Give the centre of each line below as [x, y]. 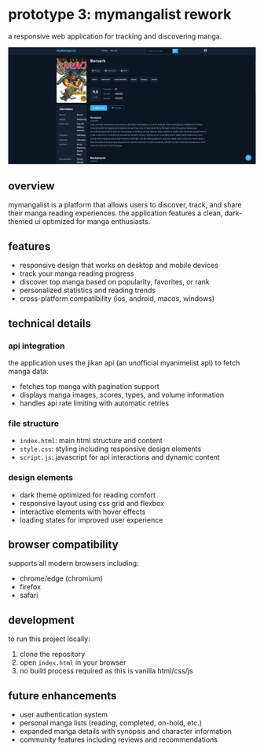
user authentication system [64, 714]
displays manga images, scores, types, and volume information [122, 394]
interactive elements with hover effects [82, 512]
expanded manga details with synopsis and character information [125, 731]
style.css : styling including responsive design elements [110, 449]
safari [29, 596]
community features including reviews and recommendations [119, 739]
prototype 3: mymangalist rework [120, 15]
